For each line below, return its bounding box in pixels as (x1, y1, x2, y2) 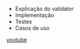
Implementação (15, 11, 55, 19)
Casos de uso (15, 24, 50, 31)
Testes (15, 18, 32, 25)
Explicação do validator (15, 5, 74, 12)
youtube (6, 36, 27, 43)
